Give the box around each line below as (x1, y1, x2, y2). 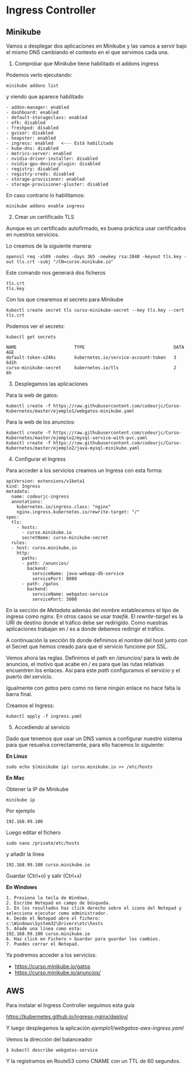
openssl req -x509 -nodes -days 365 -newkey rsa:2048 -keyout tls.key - (6, 254, 187, 259)
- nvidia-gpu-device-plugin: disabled (6, 161, 101, 167)
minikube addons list (6, 83, 59, 89)
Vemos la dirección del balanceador (6, 1035, 92, 1042)
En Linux (6, 752, 27, 760)
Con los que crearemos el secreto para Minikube (6, 296, 124, 303)
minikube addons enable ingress (6, 203, 85, 209)
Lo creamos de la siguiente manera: (6, 242, 92, 249)
